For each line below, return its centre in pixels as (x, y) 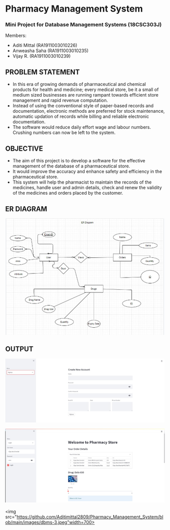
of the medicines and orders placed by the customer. (68, 193)
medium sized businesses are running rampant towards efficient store (85, 95)
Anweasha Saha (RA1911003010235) (50, 51)
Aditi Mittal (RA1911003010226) (45, 46)
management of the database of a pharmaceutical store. (71, 166)
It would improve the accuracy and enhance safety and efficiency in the (87, 171)
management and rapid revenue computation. (60, 100)
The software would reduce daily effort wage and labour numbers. (82, 127)
